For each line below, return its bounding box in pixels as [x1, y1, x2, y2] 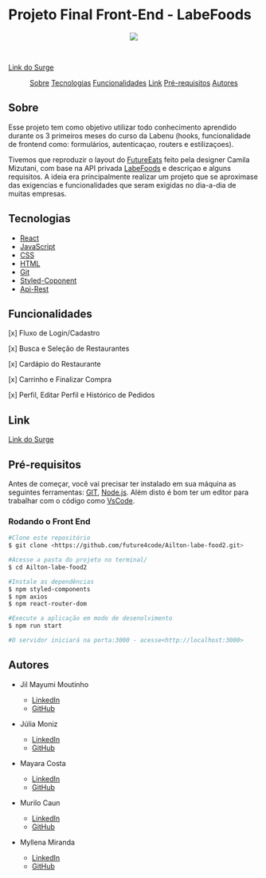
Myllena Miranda [19, 837, 76, 847]
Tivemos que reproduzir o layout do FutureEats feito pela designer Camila [8, 154, 250, 165]
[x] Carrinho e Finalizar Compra [8, 375, 112, 384]
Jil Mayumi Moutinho [19, 679, 89, 689]
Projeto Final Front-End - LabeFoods [8, 6, 252, 24]
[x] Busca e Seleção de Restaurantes [8, 344, 130, 353]
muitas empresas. [8, 189, 67, 198]
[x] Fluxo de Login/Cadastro [8, 328, 100, 338]
